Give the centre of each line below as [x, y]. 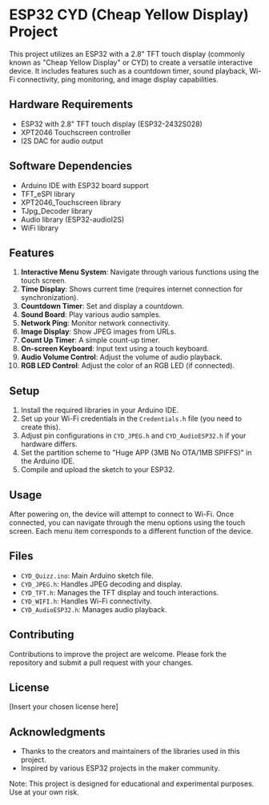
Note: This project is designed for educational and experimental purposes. [132, 784]
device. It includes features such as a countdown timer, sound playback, [128, 70]
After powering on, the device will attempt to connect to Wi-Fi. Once [122, 514]
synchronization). [50, 298]
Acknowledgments [58, 732]
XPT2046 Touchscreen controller [76, 132]
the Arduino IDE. [48, 461]
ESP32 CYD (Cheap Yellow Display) [129, 15]
